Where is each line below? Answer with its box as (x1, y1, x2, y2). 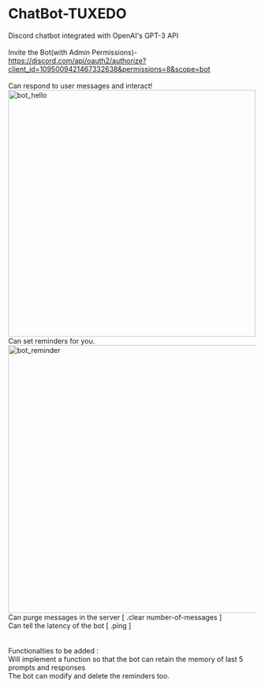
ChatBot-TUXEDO (8, 5, 127, 23)
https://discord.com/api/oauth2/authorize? (8, 56, 147, 65)
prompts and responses (8, 663, 86, 672)
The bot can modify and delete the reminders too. (8, 671, 170, 680)
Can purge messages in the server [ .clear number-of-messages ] (8, 612, 222, 622)
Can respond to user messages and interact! (8, 80, 153, 91)
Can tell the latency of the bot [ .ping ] (8, 620, 132, 630)
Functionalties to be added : (8, 645, 99, 655)
